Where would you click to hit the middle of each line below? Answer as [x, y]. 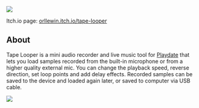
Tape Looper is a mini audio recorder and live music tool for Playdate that [98, 54]
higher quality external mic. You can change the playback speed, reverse [98, 68]
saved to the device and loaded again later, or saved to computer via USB [98, 81]
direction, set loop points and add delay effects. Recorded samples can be [100, 74]
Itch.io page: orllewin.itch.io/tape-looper [57, 21]
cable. [14, 87]
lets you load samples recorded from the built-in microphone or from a [95, 61]
